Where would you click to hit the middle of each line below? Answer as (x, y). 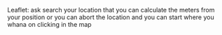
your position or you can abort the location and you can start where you (111, 17)
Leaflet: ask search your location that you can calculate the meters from (111, 10)
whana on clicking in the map (50, 24)
